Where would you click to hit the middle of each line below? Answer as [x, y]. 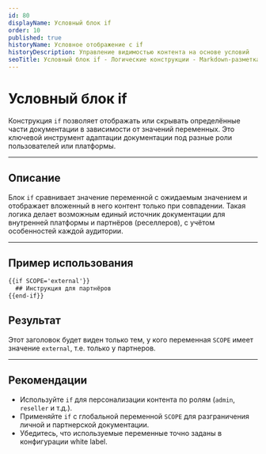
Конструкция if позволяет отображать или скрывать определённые [124, 120]
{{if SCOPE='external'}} [49, 282]
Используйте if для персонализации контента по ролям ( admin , [127, 399]
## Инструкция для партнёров [63, 289]
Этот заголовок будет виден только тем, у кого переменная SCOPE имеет [131, 339]
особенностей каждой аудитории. [66, 231]
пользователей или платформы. [62, 146]
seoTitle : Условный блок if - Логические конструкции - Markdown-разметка [134, 60]
